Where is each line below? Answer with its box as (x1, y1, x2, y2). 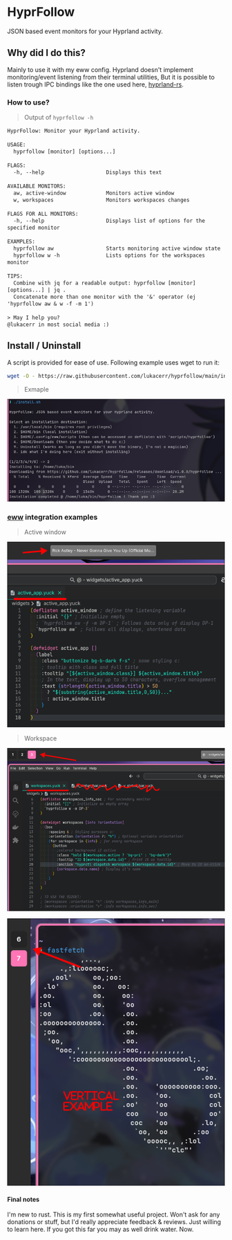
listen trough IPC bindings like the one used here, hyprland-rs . (7, 80, 184, 89)
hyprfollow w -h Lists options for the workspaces (13, 252, 206, 259)
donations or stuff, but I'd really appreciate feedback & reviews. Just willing (7, 1218, 222, 1226)
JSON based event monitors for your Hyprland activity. (7, 27, 164, 35)
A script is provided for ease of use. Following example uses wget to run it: (7, 358, 220, 367)
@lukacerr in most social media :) (7, 321, 110, 329)
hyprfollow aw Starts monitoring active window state (13, 245, 221, 253)
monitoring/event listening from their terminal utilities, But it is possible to (7, 73, 215, 81)
